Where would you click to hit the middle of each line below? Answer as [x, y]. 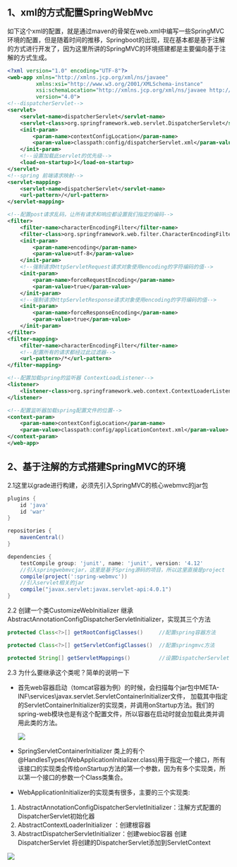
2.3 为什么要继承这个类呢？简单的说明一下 [68, 672]
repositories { [30, 531]
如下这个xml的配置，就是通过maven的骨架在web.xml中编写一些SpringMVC [116, 31]
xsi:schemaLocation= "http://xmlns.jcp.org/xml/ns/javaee [121, 90]
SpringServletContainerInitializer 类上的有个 [81, 751]
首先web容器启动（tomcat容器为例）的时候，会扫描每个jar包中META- [119, 687]
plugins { [22, 498]
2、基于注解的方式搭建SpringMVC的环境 [96, 467]
